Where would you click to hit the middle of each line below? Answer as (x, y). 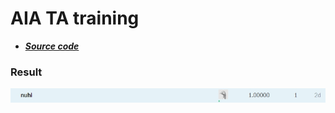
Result (26, 72)
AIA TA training (75, 18)
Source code (52, 46)
